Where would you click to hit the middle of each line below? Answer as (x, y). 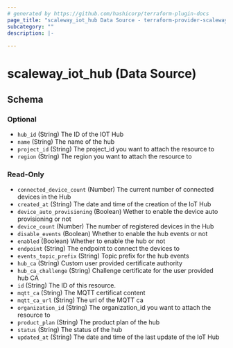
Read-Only (26, 174)
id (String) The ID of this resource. (67, 285)
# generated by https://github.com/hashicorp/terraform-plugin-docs (108, 14)
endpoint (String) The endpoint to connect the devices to (98, 249)
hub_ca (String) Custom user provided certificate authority (100, 263)
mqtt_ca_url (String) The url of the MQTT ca (80, 300)
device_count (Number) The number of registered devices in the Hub (115, 226)
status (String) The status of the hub (70, 330)
